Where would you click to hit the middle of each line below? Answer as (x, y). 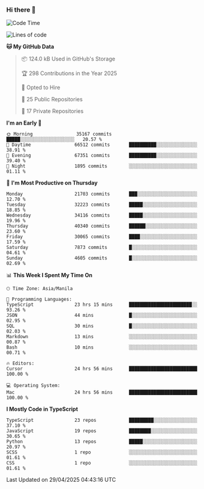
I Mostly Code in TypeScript (42, 409)
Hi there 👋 (21, 10)
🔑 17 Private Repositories (52, 111)
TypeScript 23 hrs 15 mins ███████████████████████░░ (102, 305)
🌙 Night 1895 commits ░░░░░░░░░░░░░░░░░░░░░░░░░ (102, 166)
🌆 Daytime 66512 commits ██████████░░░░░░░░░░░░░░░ (102, 145)
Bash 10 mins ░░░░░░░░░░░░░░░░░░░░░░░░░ (102, 347)
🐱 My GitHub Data (30, 47)
